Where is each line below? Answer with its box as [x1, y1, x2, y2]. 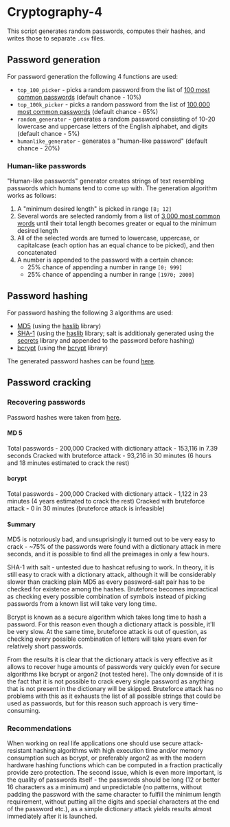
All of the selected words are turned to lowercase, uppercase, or [16, 234, 200, 242]
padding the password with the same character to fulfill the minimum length [7, 791, 221, 799]
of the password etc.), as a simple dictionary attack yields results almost [7, 805, 211, 813]
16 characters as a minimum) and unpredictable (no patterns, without [7, 783, 203, 791]
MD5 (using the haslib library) [16, 321, 102, 330]
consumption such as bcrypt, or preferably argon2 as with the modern [7, 754, 206, 762]
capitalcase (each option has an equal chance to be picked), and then [16, 241, 215, 249]
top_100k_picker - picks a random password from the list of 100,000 [16, 100, 211, 109]
